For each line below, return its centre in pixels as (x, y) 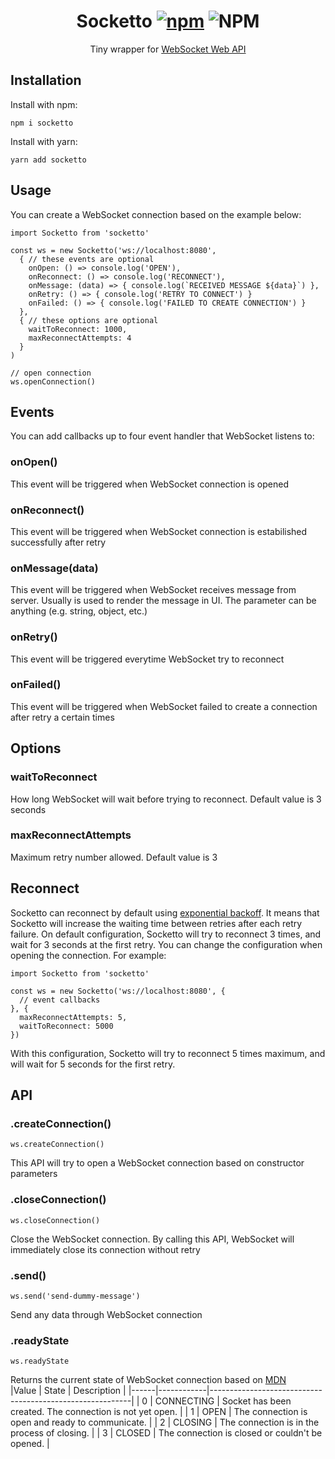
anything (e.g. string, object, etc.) (79, 611)
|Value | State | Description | (68, 1391)
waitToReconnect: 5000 (66, 1026)
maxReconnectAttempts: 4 (80, 338)
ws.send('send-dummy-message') (75, 1296)
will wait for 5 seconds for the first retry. (93, 1064)
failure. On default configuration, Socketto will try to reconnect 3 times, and (166, 934)
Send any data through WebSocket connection (106, 1314)
